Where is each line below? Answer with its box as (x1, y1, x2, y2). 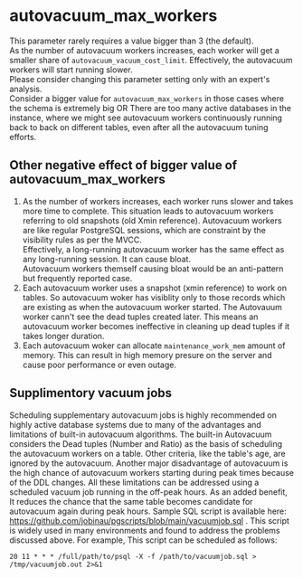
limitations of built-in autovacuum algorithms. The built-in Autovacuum (9, 429, 272, 440)
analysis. (9, 83, 43, 94)
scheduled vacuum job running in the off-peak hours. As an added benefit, (9, 486, 288, 497)
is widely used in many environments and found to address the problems (9, 525, 280, 535)
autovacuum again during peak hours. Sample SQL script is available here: (9, 506, 287, 516)
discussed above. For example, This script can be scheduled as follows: (9, 535, 278, 545)
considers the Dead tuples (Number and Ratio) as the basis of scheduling (9, 438, 283, 449)
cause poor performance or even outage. (22, 359, 176, 370)
